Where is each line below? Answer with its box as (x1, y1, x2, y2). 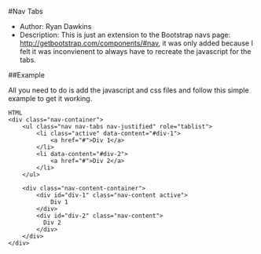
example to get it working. (8, 94, 93, 103)
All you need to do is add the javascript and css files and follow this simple (8, 85, 249, 95)
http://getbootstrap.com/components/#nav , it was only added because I (19, 38, 254, 48)
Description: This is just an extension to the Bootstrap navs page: (19, 31, 231, 39)
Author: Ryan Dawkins (19, 22, 92, 31)
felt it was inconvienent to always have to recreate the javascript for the (19, 47, 252, 56)
